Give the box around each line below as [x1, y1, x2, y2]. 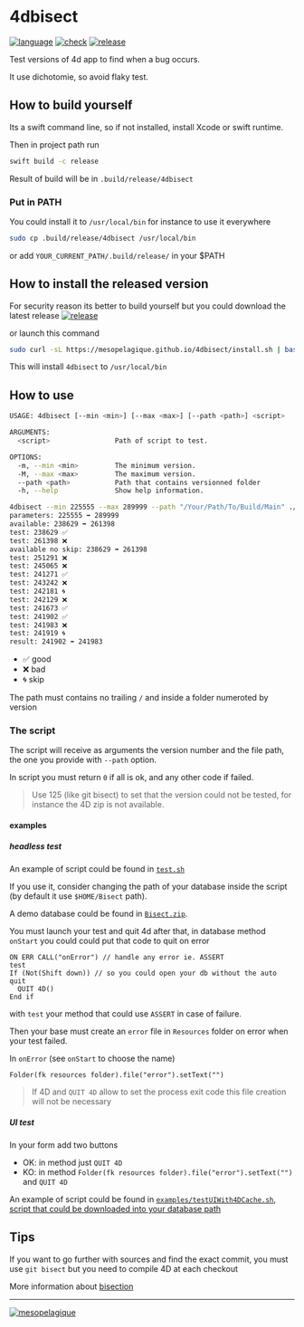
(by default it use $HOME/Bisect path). [9, 891, 147, 902]
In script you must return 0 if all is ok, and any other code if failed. [9, 772, 254, 783]
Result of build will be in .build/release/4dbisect [9, 173, 194, 184]
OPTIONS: [9, 453, 43, 462]
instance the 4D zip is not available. [31, 799, 165, 810]
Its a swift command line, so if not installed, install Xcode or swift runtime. [9, 121, 284, 132]
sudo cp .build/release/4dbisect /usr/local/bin [9, 234, 196, 243]
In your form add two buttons [9, 1140, 119, 1150]
